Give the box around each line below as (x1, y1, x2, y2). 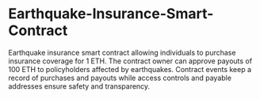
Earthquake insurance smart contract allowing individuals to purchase (8, 48, 236, 57)
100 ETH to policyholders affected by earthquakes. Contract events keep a (8, 64, 252, 74)
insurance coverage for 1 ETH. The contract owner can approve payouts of (8, 56, 252, 66)
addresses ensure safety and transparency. (8, 81, 151, 91)
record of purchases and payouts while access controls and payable (8, 73, 232, 82)
